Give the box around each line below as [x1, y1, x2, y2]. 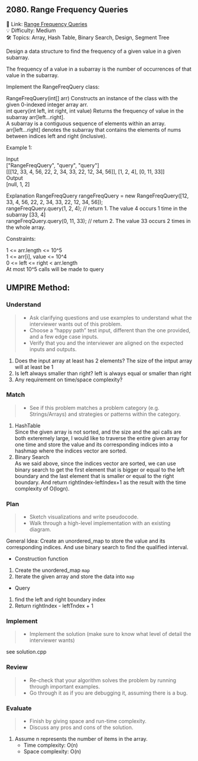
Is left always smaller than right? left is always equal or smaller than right [14, 370, 191, 377]
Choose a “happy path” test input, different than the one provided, [29, 326, 191, 334]
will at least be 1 [14, 363, 54, 370]
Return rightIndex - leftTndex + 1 [14, 602, 93, 610]
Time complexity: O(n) [23, 741, 78, 749]
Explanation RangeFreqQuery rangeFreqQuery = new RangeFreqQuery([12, [6, 192, 189, 199]
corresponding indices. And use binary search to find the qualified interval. [6, 544, 189, 551]
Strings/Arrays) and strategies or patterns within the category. [29, 410, 181, 418]
